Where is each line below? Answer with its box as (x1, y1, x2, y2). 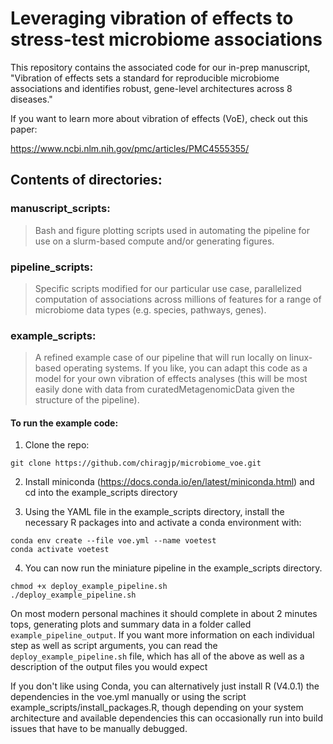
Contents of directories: (10, 172, 163, 189)
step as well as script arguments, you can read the (10, 640, 218, 652)
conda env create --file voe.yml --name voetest (10, 536, 217, 546)
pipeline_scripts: (10, 260, 94, 274)
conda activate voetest (10, 545, 110, 555)
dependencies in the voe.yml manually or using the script (10, 691, 247, 703)
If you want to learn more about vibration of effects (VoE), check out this (10, 112, 309, 124)
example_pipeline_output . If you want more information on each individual (10, 629, 315, 641)
